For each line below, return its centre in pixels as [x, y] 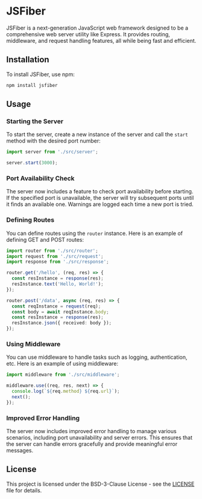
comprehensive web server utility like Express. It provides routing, [88, 34]
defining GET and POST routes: [45, 239]
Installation [28, 60]
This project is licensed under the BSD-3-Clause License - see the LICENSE [100, 484]
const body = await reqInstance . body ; [61, 312]
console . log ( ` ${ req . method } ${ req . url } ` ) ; [66, 391]
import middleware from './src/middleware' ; [63, 375]
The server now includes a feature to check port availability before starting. [100, 192]
